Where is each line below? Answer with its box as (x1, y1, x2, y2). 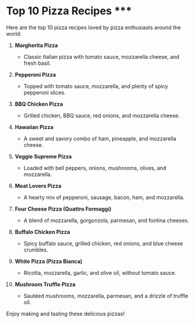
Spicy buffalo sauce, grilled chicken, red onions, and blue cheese (23, 240, 183, 247)
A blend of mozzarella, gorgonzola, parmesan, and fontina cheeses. (23, 217, 190, 224)
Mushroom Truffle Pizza (14, 281, 76, 288)
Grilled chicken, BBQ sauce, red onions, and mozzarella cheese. (23, 112, 180, 119)
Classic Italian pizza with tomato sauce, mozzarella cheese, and (23, 53, 180, 60)
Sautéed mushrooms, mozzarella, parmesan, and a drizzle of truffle (23, 292, 188, 299)
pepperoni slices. (23, 89, 66, 96)
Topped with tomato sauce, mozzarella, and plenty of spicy (23, 82, 168, 90)
